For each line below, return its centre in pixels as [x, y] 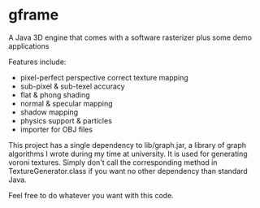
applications [29, 45]
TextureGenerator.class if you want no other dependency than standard [128, 171]
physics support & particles [66, 120]
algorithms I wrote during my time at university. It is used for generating [128, 154]
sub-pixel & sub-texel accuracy [72, 86]
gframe [34, 15]
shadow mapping [49, 112]
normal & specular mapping [66, 103]
